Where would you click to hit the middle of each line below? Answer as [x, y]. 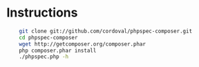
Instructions [42, 13]
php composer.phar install [58, 50]
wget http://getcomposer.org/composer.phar [83, 44]
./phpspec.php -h [44, 57]
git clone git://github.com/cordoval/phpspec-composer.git [106, 31]
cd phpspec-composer [48, 37]
